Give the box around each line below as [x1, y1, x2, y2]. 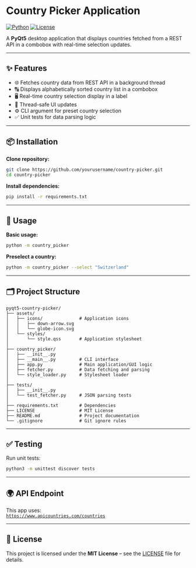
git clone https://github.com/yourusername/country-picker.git [6, 167, 163, 173]
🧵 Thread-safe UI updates [14, 101, 77, 108]
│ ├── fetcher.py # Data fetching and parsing [6, 367, 150, 373]
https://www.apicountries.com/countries [6, 513, 106, 519]
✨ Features [6, 63, 47, 74]
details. [6, 556, 24, 563]
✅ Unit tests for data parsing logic [14, 113, 96, 121]
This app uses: [6, 507, 42, 514]
